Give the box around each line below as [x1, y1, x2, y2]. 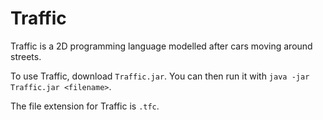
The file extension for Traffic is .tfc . [10, 100, 160, 112]
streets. [10, 50, 42, 62]
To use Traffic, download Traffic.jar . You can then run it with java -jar [10, 70, 310, 82]
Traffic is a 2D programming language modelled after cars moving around [10, 40, 313, 52]
